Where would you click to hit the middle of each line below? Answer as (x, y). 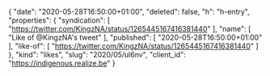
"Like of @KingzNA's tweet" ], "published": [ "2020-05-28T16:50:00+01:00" (135, 37)
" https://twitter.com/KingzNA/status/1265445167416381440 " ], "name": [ (130, 29)
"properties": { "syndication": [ (59, 20)
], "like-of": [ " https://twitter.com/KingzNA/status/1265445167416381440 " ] (133, 46)
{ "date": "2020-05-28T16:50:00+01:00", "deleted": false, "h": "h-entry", (129, 12)
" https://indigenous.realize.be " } (62, 63)
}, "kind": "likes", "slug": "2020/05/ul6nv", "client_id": (97, 55)
